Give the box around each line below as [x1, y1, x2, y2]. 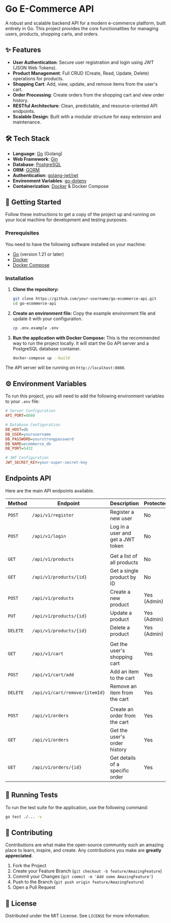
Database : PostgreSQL [12, 161, 62, 168]
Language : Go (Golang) [12, 150, 63, 156]
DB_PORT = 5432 [5, 446, 33, 451]
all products [110, 559, 138, 566]
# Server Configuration [5, 408, 56, 414]
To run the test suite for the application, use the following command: [5, 804, 149, 810]
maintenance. [12, 119, 42, 125]
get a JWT [110, 536, 135, 543]
